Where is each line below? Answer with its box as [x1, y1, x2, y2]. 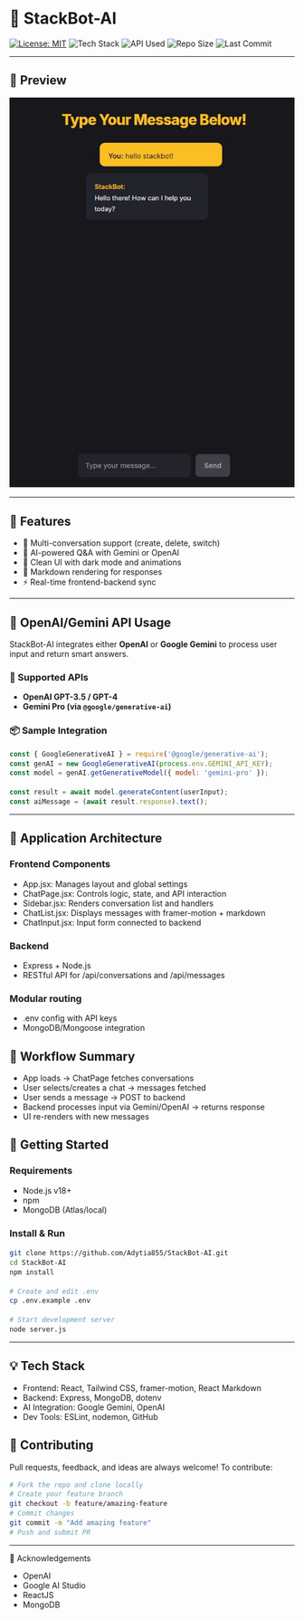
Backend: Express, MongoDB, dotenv [22, 1392, 162, 1403]
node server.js [9, 1325, 67, 1334]
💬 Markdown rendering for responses [22, 567, 163, 577]
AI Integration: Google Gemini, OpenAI [22, 1402, 166, 1413]
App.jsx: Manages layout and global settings [22, 878, 188, 890]
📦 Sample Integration [9, 724, 108, 737]
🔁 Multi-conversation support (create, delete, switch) [22, 538, 221, 548]
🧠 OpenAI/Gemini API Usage [9, 614, 172, 630]
